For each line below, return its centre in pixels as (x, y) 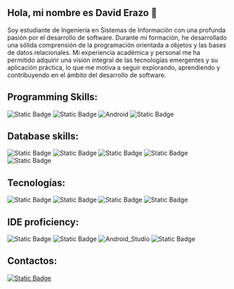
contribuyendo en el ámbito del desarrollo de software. (87, 75)
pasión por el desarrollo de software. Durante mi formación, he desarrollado (117, 37)
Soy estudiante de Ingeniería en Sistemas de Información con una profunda (117, 30)
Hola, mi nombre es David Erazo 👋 (82, 13)
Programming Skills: (53, 97)
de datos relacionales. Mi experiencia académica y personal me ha (104, 52)
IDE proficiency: (43, 222)
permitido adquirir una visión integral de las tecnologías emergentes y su (113, 60)
